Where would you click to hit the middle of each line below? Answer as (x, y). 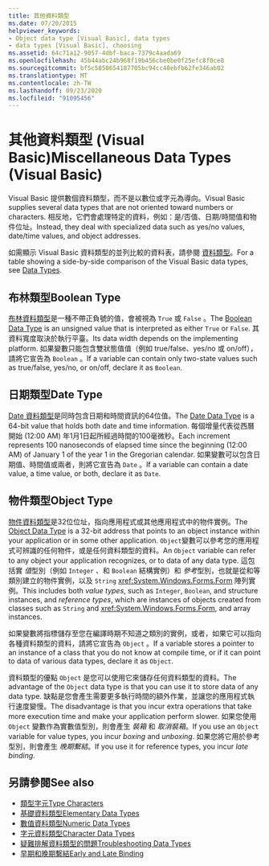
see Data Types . (35, 270)
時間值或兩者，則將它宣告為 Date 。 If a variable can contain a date (139, 464)
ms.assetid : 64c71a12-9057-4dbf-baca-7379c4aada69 (95, 53)
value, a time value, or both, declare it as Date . (85, 473)
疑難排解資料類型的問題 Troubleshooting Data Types (105, 843)
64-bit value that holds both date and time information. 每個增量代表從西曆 (132, 425)
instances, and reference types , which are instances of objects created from (134, 599)
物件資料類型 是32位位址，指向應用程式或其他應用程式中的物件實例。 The (128, 521)
